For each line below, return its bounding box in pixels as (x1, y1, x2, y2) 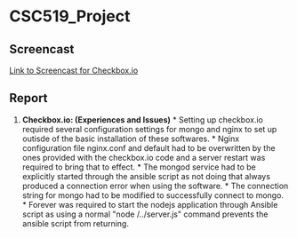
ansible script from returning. (21, 218, 129, 228)
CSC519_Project (9, 6, 131, 27)
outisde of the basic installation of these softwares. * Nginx (21, 133, 240, 144)
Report (9, 91, 48, 106)
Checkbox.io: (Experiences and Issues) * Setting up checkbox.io (21, 114, 264, 125)
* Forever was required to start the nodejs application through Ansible (21, 199, 278, 210)
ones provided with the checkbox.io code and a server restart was (21, 152, 266, 163)
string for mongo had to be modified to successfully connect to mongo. (21, 189, 285, 201)
